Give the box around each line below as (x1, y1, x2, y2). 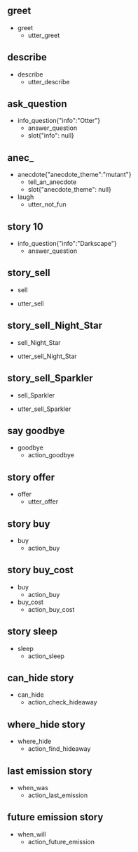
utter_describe (27, 77, 70, 86)
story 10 (7, 221, 43, 232)
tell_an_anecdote (27, 178, 77, 186)
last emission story (7, 765, 92, 777)
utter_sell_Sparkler (17, 405, 71, 413)
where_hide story (7, 719, 85, 730)
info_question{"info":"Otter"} (17, 117, 100, 125)
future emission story (7, 811, 104, 823)
